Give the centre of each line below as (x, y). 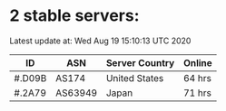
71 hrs (197, 93)
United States (135, 78)
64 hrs (197, 78)
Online (198, 62)
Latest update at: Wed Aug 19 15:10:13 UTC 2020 (100, 41)
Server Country (140, 62)
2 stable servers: (74, 16)
